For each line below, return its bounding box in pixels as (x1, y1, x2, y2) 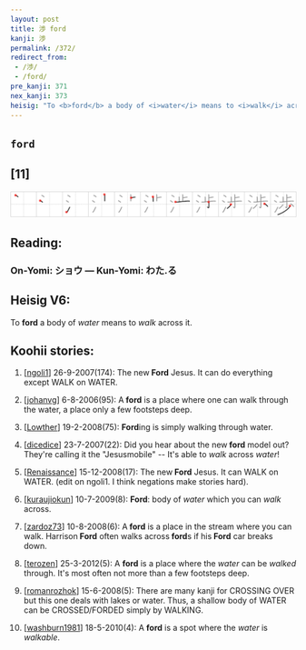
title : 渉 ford (10, 24, 66, 34)
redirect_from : (10, 53, 68, 63)
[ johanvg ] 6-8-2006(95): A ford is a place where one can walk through (23, 395, 289, 405)
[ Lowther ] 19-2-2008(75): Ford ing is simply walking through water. (23, 422, 273, 433)
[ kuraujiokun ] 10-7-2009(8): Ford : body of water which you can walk (23, 494, 281, 505)
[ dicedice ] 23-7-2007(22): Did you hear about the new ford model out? (23, 439, 290, 450)
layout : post (10, 15, 60, 24)
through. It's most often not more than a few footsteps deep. (23, 568, 250, 579)
